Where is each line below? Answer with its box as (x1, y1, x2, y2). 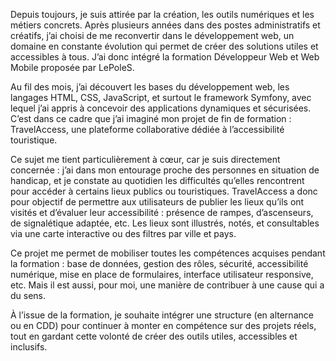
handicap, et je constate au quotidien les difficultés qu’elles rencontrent (10, 175, 305, 186)
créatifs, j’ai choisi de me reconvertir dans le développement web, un (10, 30, 295, 41)
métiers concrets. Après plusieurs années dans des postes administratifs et (10, 19, 321, 31)
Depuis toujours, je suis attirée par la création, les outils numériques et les (10, 9, 315, 20)
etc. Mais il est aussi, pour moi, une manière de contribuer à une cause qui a (10, 279, 325, 291)
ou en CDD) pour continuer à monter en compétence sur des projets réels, (10, 320, 317, 331)
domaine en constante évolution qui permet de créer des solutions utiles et (10, 40, 319, 52)
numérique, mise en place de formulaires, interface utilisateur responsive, (10, 269, 314, 280)
